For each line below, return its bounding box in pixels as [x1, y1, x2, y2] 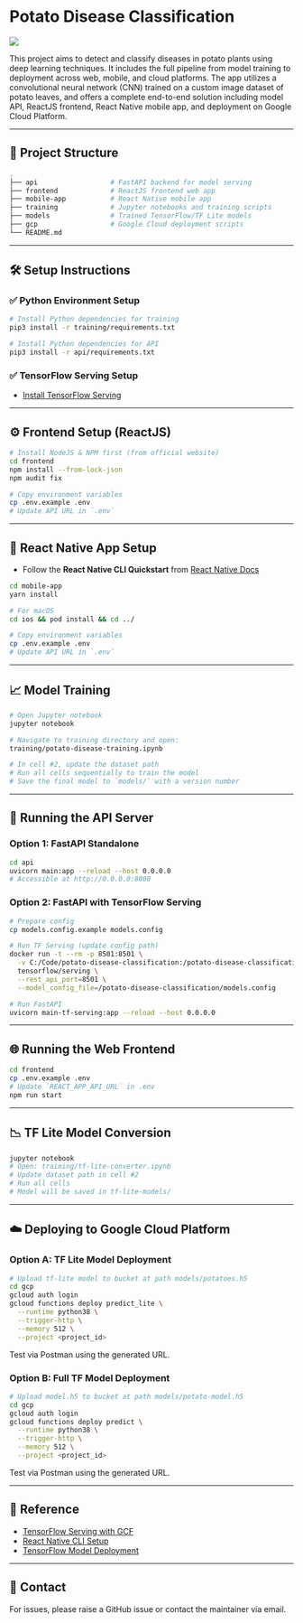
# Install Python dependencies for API [9, 340, 160, 349]
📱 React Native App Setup [9, 540, 157, 555]
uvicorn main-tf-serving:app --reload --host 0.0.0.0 [9, 1008, 216, 1017]
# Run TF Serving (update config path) [9, 941, 160, 950]
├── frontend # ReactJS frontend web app [9, 186, 216, 195]
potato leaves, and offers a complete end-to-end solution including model [9, 91, 284, 102]
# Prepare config [9, 917, 75, 926]
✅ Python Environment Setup [9, 294, 140, 307]
